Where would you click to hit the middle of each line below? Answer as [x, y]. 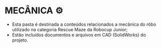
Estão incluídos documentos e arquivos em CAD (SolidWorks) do [79, 35]
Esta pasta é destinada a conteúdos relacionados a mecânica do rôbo [84, 24]
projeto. [20, 40]
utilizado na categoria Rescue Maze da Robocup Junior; [70, 29]
